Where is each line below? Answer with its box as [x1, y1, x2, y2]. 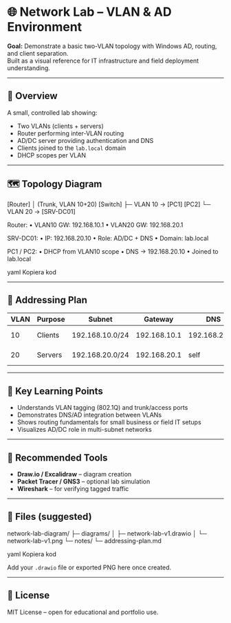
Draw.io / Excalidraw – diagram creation [16, 470, 132, 478]
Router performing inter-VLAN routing [16, 129, 124, 138]
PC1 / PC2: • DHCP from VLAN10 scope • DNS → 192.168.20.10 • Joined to [7, 247, 219, 255]
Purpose [36, 314, 65, 324]
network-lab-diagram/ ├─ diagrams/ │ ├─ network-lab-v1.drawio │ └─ [7, 529, 208, 537]
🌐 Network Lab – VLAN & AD [7, 4, 172, 20]
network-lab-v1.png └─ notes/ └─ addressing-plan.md [7, 536, 162, 545]
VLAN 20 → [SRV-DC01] [7, 207, 76, 215]
